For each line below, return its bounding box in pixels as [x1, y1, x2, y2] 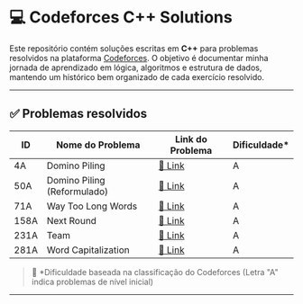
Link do [174, 132, 207, 145]
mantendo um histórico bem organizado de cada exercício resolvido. [9, 71, 264, 82]
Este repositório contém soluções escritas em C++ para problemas [9, 42, 259, 54]
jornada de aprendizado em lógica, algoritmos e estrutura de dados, [9, 62, 262, 73]
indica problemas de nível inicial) [31, 276, 154, 287]
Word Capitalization [46, 244, 130, 256]
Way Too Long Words [46, 200, 138, 212]
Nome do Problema [55, 139, 141, 151]
